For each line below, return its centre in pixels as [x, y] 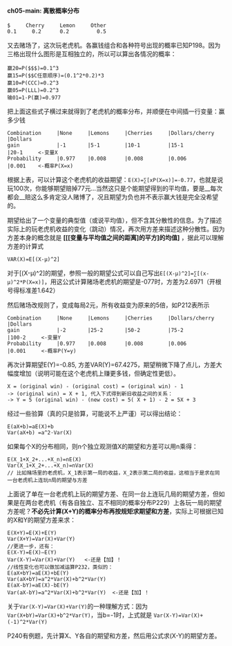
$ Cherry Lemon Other [57, 26]
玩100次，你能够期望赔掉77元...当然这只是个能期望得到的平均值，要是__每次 [115, 188]
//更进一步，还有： [31, 546]
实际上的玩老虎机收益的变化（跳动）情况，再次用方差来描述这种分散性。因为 [116, 229]
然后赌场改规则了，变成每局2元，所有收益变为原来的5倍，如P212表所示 [108, 305]
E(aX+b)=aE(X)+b [30, 427]
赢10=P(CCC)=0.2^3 [33, 83]
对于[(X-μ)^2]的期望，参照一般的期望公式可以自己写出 [84, 273]
